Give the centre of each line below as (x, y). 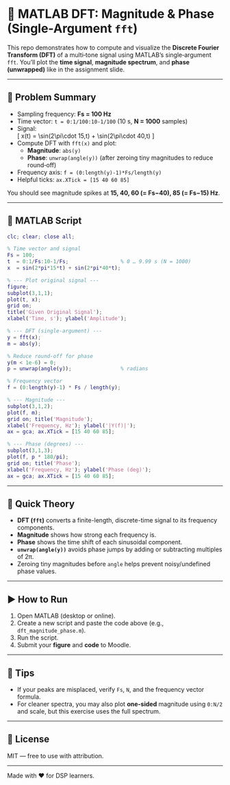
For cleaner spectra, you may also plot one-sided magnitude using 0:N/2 (120, 704)
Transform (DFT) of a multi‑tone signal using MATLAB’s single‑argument (110, 55)
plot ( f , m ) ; (24, 413)
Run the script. (38, 638)
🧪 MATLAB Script (44, 221)
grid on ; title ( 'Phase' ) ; (44, 463)
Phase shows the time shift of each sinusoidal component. (100, 542)
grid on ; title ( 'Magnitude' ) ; (50, 419)
